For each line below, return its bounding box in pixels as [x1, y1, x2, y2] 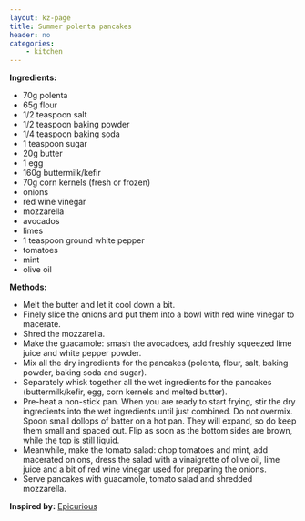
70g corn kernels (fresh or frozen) [22, 177, 151, 188]
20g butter [22, 148, 63, 159]
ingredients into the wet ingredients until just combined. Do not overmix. [22, 406, 293, 417]
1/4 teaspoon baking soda [22, 128, 120, 139]
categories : [9, 38, 55, 48]
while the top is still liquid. [22, 434, 120, 446]
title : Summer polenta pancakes [9, 22, 132, 31]
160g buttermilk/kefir [22, 168, 102, 179]
